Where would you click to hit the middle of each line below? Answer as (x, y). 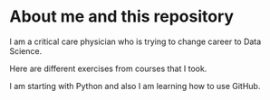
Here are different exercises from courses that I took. (108, 68)
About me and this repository (121, 17)
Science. (26, 50)
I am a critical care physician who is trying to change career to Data (135, 41)
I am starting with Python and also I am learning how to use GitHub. (135, 86)
